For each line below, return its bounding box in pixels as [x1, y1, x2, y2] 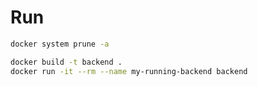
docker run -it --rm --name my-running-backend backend [10, 66, 248, 76]
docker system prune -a [10, 39, 110, 49]
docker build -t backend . [10, 57, 123, 67]
